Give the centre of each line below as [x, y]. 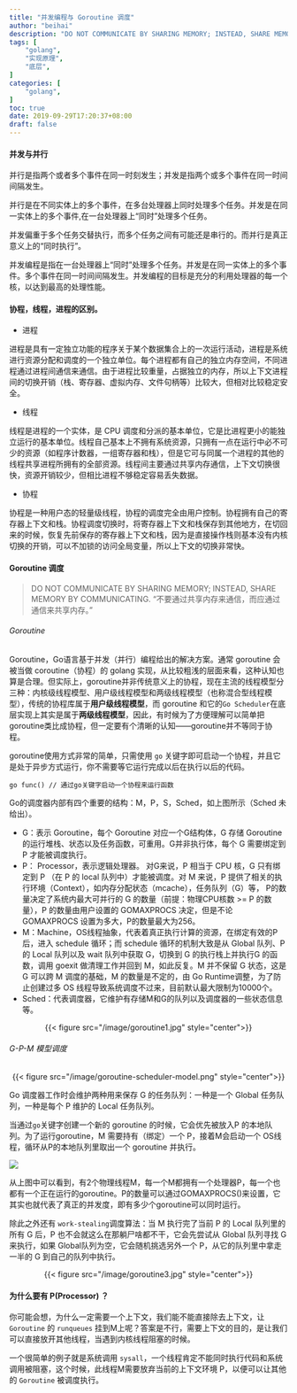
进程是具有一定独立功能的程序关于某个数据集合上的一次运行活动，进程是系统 [148, 349]
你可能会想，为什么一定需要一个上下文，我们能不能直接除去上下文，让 [137, 1317]
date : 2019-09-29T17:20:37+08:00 [71, 116]
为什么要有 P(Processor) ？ [59, 1296]
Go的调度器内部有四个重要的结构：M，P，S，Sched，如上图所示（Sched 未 [148, 802]
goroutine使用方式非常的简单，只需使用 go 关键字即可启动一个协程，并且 [141, 755]
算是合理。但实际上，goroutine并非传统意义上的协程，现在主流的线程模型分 [147, 681]
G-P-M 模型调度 [38, 1049]
